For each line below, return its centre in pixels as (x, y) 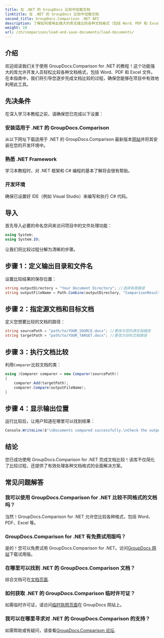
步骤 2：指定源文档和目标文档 (50, 309)
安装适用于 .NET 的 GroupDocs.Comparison (57, 127)
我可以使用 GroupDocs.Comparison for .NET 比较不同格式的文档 (81, 497)
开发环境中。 (35, 145)
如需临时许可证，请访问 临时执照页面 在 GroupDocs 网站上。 (65, 605)
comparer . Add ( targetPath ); (41, 383)
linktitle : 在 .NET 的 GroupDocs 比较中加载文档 (52, 14)
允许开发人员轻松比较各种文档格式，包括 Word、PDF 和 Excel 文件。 (86, 72)
